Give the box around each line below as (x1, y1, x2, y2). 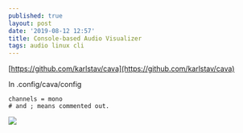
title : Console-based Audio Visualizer (8, 34, 142, 43)
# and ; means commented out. (8, 102, 110, 110)
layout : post (8, 19, 52, 27)
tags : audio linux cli (8, 42, 84, 50)
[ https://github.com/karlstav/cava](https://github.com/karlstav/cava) (8, 64, 235, 73)
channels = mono (8, 95, 63, 103)
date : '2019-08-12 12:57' (8, 27, 95, 35)
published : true (8, 11, 63, 20)
